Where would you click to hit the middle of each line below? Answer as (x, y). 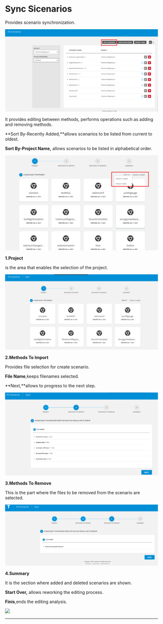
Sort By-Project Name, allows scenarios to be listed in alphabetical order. (79, 149)
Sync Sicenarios (39, 9)
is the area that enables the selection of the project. (57, 267)
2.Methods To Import (27, 358)
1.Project (14, 258)
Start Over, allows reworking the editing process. (54, 592)
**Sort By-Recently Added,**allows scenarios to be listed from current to (79, 134)
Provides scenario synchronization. (40, 22)
